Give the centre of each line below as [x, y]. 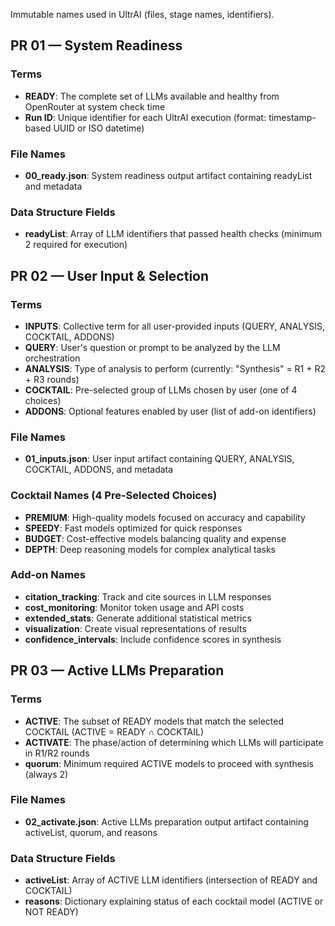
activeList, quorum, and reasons [91, 832]
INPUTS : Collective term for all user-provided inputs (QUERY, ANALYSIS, [174, 326]
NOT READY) [51, 912]
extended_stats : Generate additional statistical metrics [138, 618]
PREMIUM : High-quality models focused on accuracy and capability [165, 517]
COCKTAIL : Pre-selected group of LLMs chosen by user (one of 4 [161, 390]
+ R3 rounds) [52, 379]
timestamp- [292, 117]
